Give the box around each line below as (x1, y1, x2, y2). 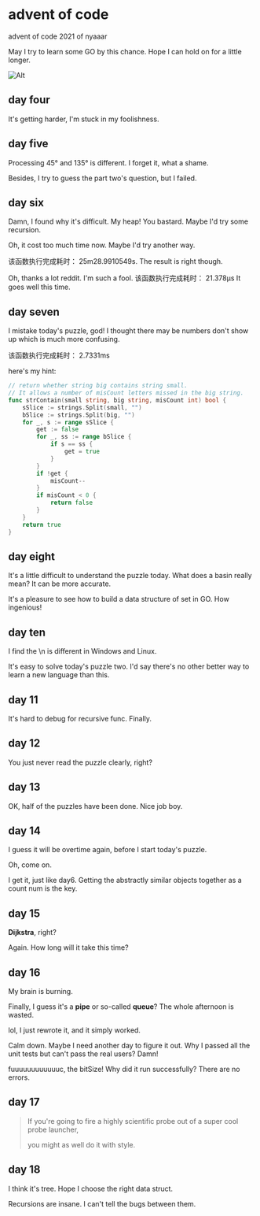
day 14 (8, 825, 41, 838)
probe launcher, (27, 1125, 79, 1134)
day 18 (8, 1163, 41, 1177)
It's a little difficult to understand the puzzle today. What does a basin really (8, 571, 253, 580)
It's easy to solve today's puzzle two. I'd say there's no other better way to (8, 662, 250, 671)
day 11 (8, 693, 38, 706)
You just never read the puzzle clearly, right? (8, 758, 153, 767)
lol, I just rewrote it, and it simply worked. (8, 1025, 141, 1035)
